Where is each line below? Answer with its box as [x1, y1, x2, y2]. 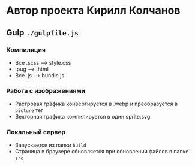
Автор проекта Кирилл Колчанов [6, 4, 181, 17]
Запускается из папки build [14, 141, 86, 149]
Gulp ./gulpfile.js [6, 28, 79, 38]
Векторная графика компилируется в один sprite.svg [14, 113, 151, 120]
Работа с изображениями [6, 86, 86, 95]
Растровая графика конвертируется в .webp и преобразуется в [14, 100, 178, 108]
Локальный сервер [6, 128, 66, 137]
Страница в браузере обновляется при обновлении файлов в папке [14, 148, 189, 155]
